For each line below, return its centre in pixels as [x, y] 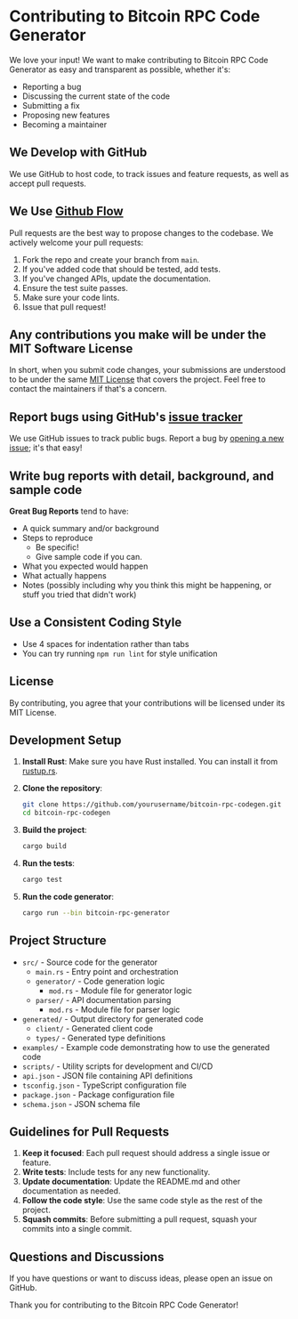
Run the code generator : [68, 896]
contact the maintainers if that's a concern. [88, 389]
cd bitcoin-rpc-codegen [66, 813]
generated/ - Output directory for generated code [113, 1019]
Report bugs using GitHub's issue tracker [126, 417]
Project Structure [58, 941]
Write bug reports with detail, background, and [141, 476]
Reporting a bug [52, 86]
